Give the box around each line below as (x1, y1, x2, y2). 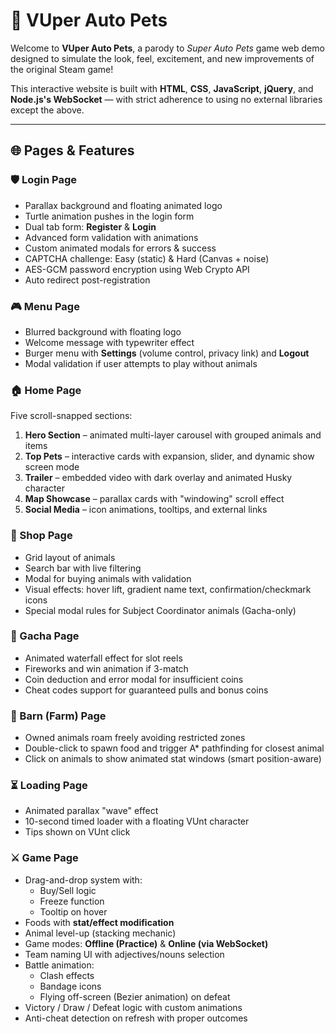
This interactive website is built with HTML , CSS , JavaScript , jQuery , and (10, 82, 314, 94)
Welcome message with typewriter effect (24, 336, 195, 348)
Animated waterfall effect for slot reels (24, 652, 183, 664)
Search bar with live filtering (24, 562, 142, 574)
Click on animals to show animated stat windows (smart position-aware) (24, 753, 322, 765)
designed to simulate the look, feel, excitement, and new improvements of (10, 52, 315, 64)
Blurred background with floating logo (24, 325, 182, 338)
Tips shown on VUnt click (24, 826, 131, 838)
